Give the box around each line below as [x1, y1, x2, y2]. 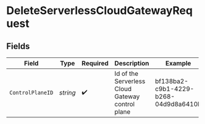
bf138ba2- [155, 77, 189, 86]
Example [165, 59, 192, 67]
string [59, 89, 76, 97]
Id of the [114, 70, 138, 78]
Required [81, 59, 109, 67]
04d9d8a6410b [155, 100, 202, 108]
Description [114, 59, 149, 67]
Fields [6, 41, 31, 51]
